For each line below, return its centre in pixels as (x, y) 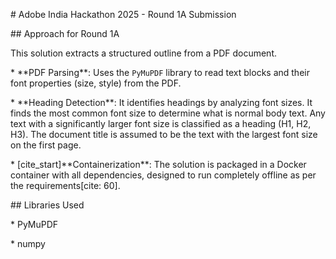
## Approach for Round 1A (65, 33)
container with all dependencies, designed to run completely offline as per (163, 175)
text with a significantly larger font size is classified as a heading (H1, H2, (161, 123)
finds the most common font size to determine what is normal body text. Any (168, 113)
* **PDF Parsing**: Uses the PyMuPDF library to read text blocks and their (160, 72)
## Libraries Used (47, 205)
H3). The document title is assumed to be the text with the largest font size (164, 134)
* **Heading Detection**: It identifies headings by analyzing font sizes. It (161, 102)
